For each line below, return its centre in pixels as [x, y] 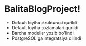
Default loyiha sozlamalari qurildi [45, 27]
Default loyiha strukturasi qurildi [44, 23]
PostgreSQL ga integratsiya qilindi [46, 38]
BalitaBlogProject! [43, 9]
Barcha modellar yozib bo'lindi [43, 33]
